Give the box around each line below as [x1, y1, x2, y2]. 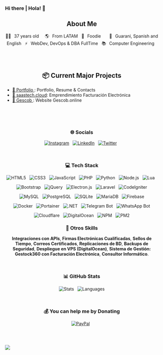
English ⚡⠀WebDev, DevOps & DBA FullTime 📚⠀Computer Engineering [6, 40, 155, 46]
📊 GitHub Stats [63, 273, 101, 280]
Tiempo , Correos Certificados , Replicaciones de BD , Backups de [15, 241, 148, 247]
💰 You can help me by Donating [43, 308, 120, 315]
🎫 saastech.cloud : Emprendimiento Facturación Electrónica [12, 92, 130, 98]
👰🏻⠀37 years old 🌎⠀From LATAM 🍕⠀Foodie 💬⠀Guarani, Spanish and [5, 33, 158, 39]
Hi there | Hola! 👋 [5, 5, 46, 12]
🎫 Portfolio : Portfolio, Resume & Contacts [12, 87, 96, 92]
